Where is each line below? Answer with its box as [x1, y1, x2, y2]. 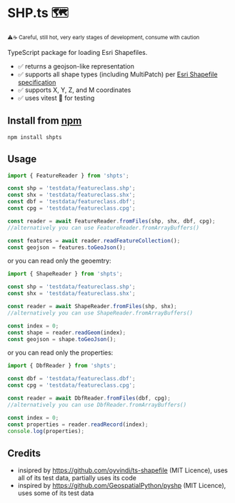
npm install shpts [7, 133, 62, 141]
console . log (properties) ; [7, 427, 84, 435]
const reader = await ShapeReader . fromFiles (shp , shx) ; [7, 303, 177, 310]
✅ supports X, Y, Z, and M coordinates [17, 86, 131, 94]
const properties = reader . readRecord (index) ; [7, 421, 149, 428]
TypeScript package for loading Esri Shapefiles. [7, 48, 148, 56]
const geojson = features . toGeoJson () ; [7, 243, 126, 251]
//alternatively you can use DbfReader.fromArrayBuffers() [7, 401, 187, 408]
